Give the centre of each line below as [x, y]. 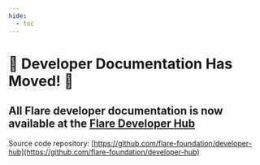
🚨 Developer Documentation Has [121, 64]
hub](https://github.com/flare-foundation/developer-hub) [104, 152]
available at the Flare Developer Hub [102, 124]
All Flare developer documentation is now [116, 111]
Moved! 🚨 [41, 81]
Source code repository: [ [52, 143]
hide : [17, 16]
